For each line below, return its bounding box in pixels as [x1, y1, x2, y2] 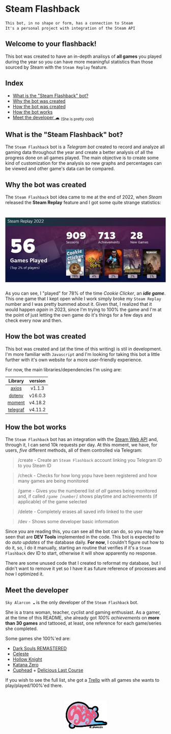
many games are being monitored [17, 478, 89, 484]
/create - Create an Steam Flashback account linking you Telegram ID [17, 457, 162, 463]
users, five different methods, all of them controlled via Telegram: [5, 447, 142, 453]
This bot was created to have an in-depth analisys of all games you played [5, 53, 162, 59]
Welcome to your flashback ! [5, 39, 97, 49]
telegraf [8, 407, 24, 413]
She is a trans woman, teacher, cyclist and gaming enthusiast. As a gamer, [5, 609, 161, 615]
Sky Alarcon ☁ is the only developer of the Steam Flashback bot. [5, 599, 138, 606]
